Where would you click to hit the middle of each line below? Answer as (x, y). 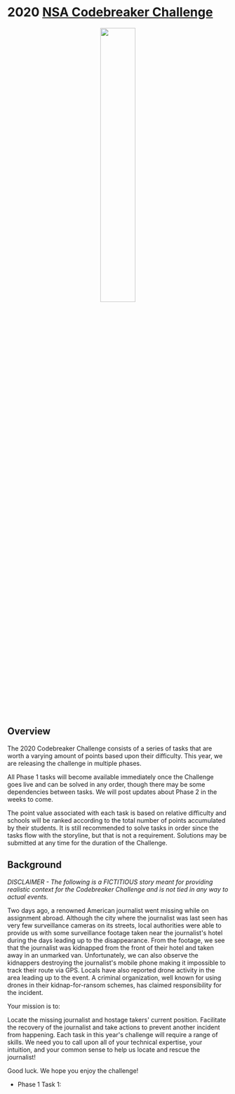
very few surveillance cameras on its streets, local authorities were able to (115, 925)
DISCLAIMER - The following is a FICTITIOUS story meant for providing (110, 882)
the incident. (25, 992)
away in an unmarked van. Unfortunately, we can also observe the (103, 955)
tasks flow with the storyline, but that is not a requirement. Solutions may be (117, 835)
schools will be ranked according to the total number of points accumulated (116, 820)
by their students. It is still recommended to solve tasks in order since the (113, 828)
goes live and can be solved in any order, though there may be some (106, 784)
